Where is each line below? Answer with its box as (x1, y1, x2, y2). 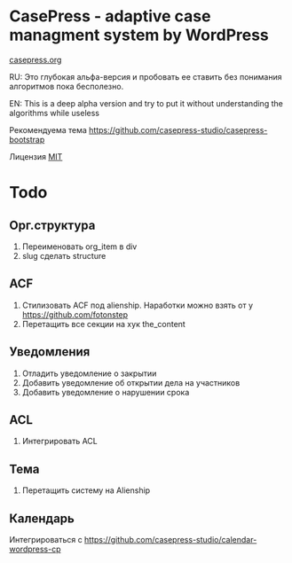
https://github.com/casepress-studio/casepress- (88, 124, 268, 135)
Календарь (9, 511, 75, 526)
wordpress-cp (9, 543, 61, 554)
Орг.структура (9, 217, 96, 232)
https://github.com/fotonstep (21, 309, 129, 320)
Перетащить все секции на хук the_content (21, 318, 186, 329)
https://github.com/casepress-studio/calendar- (83, 535, 257, 544)
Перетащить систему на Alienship (21, 485, 151, 496)
